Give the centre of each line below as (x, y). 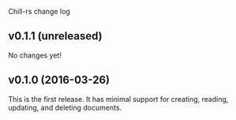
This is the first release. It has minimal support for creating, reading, (118, 99)
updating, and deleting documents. (65, 107)
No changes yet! (35, 55)
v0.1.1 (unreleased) (55, 36)
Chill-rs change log (39, 11)
